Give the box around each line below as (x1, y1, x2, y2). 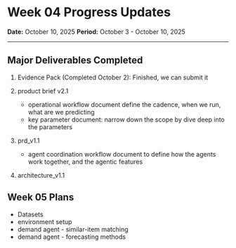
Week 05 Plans (7, 191, 74, 204)
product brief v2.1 (17, 86, 69, 95)
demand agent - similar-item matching (17, 225, 129, 233)
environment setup (17, 217, 72, 226)
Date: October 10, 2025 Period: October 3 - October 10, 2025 (7, 27, 186, 36)
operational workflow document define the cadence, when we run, (27, 100, 221, 109)
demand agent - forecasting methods (17, 233, 126, 241)
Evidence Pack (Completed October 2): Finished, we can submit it (17, 73, 209, 81)
